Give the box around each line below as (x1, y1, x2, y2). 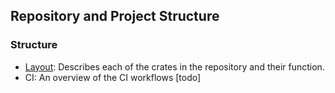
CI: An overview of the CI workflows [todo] (24, 71, 202, 83)
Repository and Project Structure (10, 8, 220, 25)
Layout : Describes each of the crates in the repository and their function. (24, 60, 325, 73)
